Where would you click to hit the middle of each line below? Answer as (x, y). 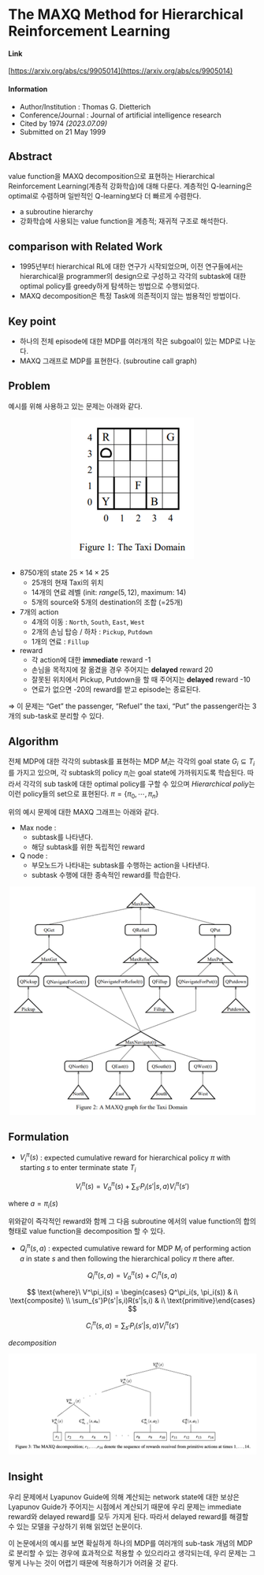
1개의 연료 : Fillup (60, 642)
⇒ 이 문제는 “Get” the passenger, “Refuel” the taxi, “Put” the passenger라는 (129, 706)
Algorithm (33, 741)
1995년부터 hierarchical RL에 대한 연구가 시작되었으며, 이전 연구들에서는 (131, 266)
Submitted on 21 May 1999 (63, 132)
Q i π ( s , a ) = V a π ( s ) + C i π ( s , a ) (132, 1275)
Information (28, 89)
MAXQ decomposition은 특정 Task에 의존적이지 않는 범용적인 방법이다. (130, 296)
